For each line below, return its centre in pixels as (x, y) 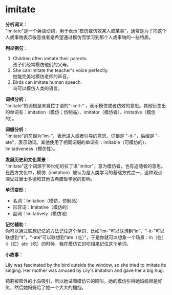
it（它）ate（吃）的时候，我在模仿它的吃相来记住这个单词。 (68, 244)
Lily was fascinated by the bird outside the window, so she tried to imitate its (86, 265)
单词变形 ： (17, 190)
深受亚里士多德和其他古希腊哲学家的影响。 (50, 179)
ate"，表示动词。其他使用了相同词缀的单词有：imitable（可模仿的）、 (77, 142)
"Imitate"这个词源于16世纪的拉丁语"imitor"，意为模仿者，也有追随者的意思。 (85, 166)
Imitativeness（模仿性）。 (31, 149)
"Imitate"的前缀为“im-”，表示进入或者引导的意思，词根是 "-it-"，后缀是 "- (83, 136)
